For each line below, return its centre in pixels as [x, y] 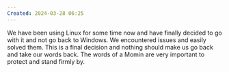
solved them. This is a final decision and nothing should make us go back [110, 47]
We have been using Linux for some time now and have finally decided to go [114, 33]
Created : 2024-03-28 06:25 [45, 13]
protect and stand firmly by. [46, 61]
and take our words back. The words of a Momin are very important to [106, 54]
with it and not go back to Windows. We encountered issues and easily [107, 40]
